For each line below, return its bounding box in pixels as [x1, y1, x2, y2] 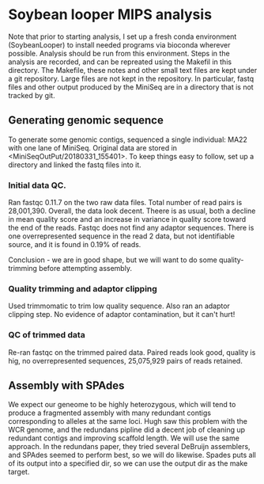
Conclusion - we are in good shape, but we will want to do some [8, 255, 217, 265]
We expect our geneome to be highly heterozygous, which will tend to [8, 400, 236, 410]
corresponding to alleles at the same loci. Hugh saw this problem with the [8, 417, 247, 426]
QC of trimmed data [8, 330, 85, 341]
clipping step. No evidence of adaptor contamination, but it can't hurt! [8, 310, 236, 319]
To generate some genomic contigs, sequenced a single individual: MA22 [8, 135, 247, 144]
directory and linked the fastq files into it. [8, 160, 142, 170]
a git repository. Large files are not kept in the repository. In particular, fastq [8, 74, 255, 83]
